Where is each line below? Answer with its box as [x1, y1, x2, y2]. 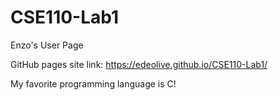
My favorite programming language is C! [10, 77, 177, 90]
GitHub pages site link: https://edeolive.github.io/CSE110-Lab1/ [10, 58, 268, 70]
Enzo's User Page [10, 39, 84, 51]
